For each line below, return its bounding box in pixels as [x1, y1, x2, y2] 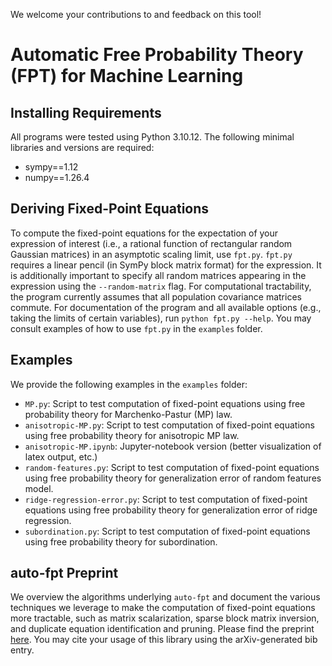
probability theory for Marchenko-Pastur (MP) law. [24, 408, 233, 420]
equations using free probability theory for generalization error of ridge [24, 504, 318, 516]
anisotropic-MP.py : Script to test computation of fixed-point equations [24, 419, 315, 431]
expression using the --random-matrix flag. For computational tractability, [10, 280, 312, 292]
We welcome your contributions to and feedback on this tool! [10, 9, 262, 20]
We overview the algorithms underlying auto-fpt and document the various [10, 591, 321, 603]
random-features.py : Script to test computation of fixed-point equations [24, 461, 320, 473]
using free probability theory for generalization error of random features [24, 472, 322, 484]
